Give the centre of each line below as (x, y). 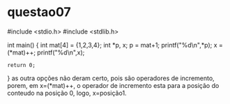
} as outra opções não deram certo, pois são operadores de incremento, (111, 78)
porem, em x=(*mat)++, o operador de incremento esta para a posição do (113, 85)
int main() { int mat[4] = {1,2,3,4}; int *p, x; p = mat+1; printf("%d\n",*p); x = (115, 45)
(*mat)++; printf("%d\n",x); (46, 52)
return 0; (22, 65)
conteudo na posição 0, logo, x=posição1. (67, 93)
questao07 (39, 12)
